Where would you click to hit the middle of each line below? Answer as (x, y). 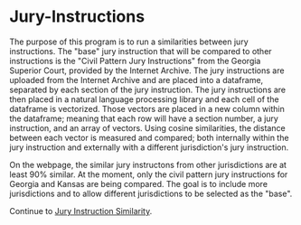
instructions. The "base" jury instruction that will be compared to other (141, 51)
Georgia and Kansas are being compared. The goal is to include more (139, 183)
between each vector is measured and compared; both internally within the (149, 137)
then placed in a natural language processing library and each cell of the (144, 99)
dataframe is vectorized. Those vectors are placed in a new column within (147, 108)
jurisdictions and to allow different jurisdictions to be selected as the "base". (151, 193)
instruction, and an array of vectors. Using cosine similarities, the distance (148, 127)
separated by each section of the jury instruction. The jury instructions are (148, 89)
